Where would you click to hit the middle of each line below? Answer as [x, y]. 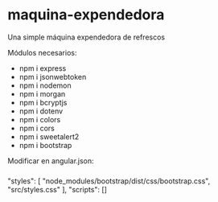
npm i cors [37, 128]
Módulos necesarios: [42, 52]
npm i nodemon [45, 85]
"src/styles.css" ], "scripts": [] [58, 189]
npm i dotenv [41, 111]
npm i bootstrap [45, 145]
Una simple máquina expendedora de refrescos [86, 37]
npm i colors [40, 119]
